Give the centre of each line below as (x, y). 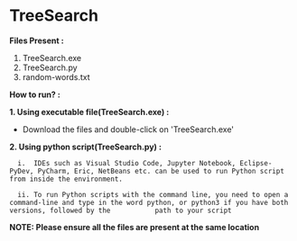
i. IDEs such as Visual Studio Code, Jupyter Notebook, (127, 163)
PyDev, (22, 171)
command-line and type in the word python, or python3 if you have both (149, 202)
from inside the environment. (66, 179)
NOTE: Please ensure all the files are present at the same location (135, 227)
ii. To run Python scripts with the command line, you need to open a (153, 194)
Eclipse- (256, 163)
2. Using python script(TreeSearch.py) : (86, 147)
